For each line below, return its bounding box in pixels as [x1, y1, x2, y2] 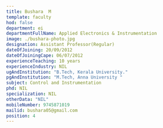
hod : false [6, 19, 33, 25]
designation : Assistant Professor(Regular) [6, 42, 115, 48]
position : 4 [6, 113, 35, 119]
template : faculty [6, 14, 51, 20]
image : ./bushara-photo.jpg [6, 36, 76, 42]
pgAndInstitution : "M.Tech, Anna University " [6, 74, 123, 80]
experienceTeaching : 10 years [6, 58, 81, 64]
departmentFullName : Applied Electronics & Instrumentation [6, 31, 158, 37]
